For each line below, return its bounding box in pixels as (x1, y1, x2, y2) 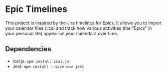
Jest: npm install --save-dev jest (12, 63, 85, 69)
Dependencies (5, 45, 51, 53)
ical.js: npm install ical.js (12, 58, 70, 64)
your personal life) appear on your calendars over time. (5, 30, 119, 36)
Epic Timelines (5, 3, 67, 15)
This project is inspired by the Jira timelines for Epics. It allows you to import (5, 20, 162, 26)
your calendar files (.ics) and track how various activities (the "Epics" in (5, 25, 152, 31)
